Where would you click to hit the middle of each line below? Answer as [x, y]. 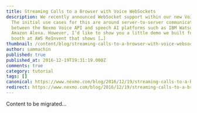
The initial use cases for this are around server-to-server [88, 22]
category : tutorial [30, 71]
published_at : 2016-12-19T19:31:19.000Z [56, 60]
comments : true [25, 66]
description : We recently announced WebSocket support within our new [94, 17]
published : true [26, 55]
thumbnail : [19, 44]
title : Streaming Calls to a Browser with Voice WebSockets [81, 11]
